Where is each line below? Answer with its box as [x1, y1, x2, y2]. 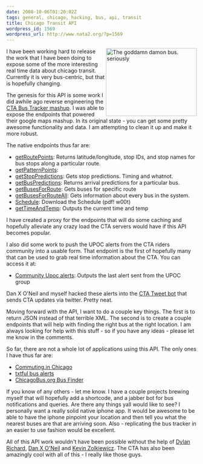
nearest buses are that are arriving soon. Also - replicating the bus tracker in [6, 420, 196, 427]
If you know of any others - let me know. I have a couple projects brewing [6, 388, 189, 395]
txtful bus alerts [14, 370, 54, 377]
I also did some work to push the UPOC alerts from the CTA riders [6, 241, 170, 248]
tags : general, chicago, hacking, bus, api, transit [6, 14, 142, 21]
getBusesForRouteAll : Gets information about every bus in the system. [14, 192, 190, 199]
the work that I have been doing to [6, 54, 92, 62]
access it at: [6, 260, 37, 267]
